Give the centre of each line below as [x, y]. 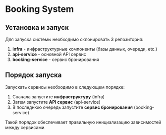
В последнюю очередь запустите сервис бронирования [72, 107]
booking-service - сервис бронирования [55, 60]
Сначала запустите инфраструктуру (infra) [58, 97]
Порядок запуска [33, 75]
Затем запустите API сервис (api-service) [56, 102]
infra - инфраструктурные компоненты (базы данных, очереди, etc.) [85, 49]
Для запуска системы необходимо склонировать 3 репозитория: [74, 39]
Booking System [40, 9]
